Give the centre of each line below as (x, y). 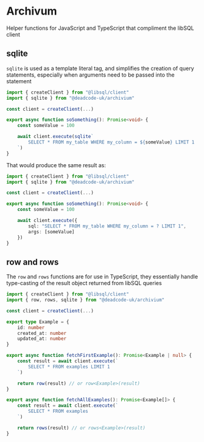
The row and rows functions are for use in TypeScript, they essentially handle (102, 277)
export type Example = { (38, 322)
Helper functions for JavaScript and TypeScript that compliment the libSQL (100, 28)
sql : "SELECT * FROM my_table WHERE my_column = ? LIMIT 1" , (107, 226)
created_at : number (42, 333)
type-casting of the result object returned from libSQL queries (84, 283)
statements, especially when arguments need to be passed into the (90, 75)
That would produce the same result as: (56, 165)
